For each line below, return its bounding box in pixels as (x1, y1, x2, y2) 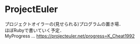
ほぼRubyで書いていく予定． (5, 27, 64, 33)
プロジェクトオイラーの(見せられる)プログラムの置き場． (5, 21, 124, 27)
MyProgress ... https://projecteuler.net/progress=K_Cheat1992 (5, 33, 135, 39)
